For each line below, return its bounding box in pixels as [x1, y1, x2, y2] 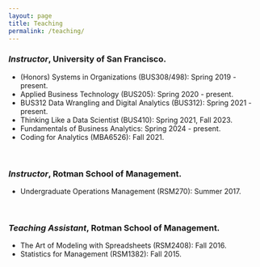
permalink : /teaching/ [8, 27, 85, 35]
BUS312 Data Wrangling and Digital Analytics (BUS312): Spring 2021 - [19, 98, 252, 108]
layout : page [8, 11, 52, 20]
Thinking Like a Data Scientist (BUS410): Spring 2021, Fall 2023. [19, 115, 233, 125]
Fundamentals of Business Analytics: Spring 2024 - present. [19, 123, 221, 133]
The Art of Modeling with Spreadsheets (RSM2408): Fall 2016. [19, 240, 227, 251]
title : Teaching [8, 19, 63, 28]
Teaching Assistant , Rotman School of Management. [8, 222, 220, 233]
